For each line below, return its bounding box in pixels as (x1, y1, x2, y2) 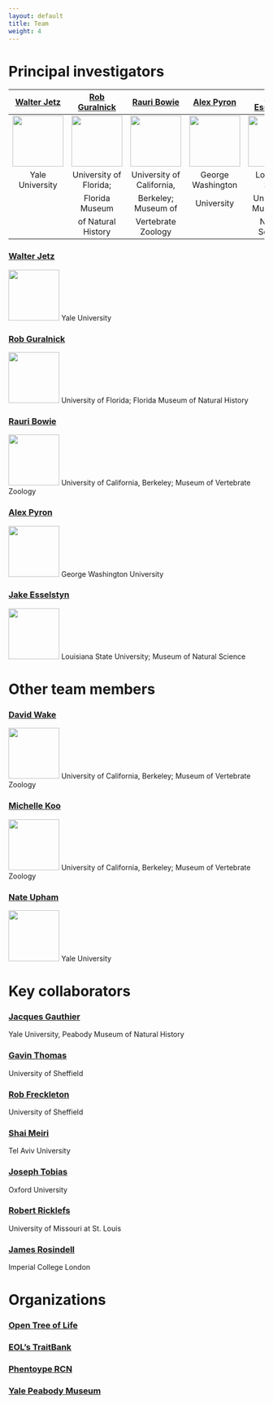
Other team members (8, 680, 156, 698)
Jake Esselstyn (8, 589, 70, 600)
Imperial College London (8, 1262, 91, 1272)
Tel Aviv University (8, 1146, 71, 1156)
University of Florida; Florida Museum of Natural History (60, 395, 249, 405)
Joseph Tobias (8, 1166, 67, 1178)
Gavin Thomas (8, 1050, 67, 1062)
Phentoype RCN (8, 1363, 73, 1375)
